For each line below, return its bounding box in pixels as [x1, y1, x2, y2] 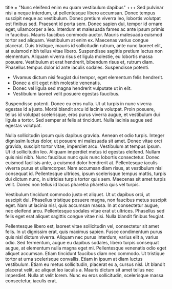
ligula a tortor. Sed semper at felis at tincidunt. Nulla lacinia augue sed [5, 117, 153, 123]
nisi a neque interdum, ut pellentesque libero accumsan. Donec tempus [5, 10, 156, 16]
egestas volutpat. [5, 123, 42, 128]
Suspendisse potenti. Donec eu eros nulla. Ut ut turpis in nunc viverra [5, 101, 152, 107]
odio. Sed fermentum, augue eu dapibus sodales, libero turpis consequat [5, 240, 159, 245]
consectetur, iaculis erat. [5, 278, 57, 284]
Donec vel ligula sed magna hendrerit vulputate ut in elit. [12, 85, 132, 91]
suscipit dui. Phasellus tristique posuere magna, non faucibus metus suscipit [5, 197, 167, 203]
